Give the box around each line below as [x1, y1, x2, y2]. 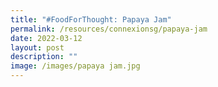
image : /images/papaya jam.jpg [10, 61, 141, 71]
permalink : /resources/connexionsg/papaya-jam [10, 24, 208, 34]
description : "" [10, 52, 78, 62]
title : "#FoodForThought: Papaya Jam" [10, 14, 172, 25]
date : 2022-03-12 [10, 33, 83, 43]
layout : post [10, 42, 65, 53]
